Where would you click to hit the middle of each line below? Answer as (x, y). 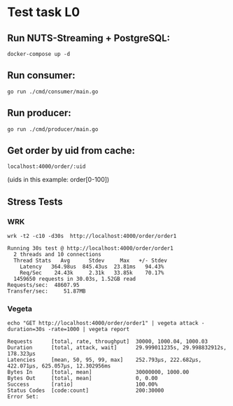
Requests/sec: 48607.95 (43, 285)
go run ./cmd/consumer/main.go (53, 92)
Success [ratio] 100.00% (83, 385)
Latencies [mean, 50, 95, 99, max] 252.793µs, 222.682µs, (104, 360)
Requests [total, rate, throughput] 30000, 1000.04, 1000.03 (108, 342)
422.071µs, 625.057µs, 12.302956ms (59, 366)
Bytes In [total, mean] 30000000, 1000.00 (98, 372)
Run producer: (39, 113)
